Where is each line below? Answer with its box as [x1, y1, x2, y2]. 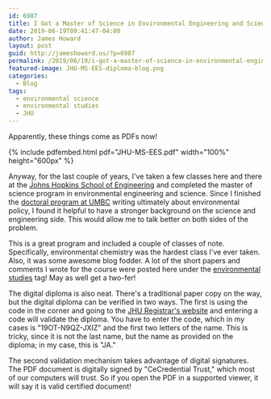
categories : [8, 72, 48, 80]
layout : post [8, 42, 52, 50]
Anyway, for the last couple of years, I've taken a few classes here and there [8, 171, 262, 181]
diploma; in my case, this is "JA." [8, 340, 116, 350]
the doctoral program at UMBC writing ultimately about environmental [8, 197, 240, 207]
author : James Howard [8, 34, 81, 43]
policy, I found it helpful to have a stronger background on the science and [8, 206, 256, 215]
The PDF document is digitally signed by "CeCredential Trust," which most [8, 364, 256, 374]
